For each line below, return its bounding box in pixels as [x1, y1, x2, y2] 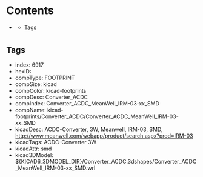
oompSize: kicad [15, 80, 58, 88]
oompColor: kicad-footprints [15, 87, 87, 94]
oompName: [15, 106, 47, 113]
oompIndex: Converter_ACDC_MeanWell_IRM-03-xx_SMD [15, 99, 159, 107]
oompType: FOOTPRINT [15, 74, 75, 81]
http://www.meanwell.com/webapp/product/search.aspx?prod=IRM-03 [15, 132, 193, 139]
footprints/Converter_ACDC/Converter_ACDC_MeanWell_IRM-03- [15, 113, 179, 120]
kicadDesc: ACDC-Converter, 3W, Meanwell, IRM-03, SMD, [15, 125, 163, 133]
